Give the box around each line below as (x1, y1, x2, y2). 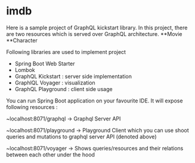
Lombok (14, 66, 36, 73)
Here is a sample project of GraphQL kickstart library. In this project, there (6, 24, 188, 31)
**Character (6, 37, 38, 44)
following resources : (6, 103, 58, 110)
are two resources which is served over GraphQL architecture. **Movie (6, 30, 182, 37)
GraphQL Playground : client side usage (14, 85, 113, 92)
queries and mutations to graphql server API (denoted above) (6, 133, 157, 140)
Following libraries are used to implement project (6, 48, 126, 55)
